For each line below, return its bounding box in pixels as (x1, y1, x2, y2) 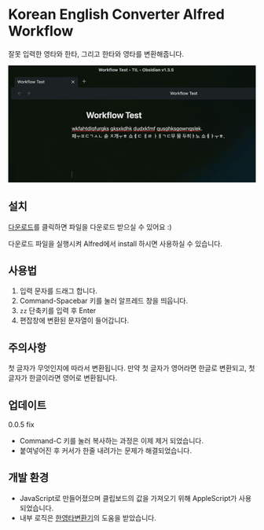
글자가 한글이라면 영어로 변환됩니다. (8, 374, 118, 383)
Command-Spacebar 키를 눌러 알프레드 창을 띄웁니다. (19, 296, 189, 306)
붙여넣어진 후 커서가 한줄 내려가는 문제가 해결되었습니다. (19, 446, 192, 455)
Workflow (8, 22, 74, 40)
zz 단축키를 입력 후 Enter (19, 306, 97, 315)
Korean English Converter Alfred (8, 6, 225, 24)
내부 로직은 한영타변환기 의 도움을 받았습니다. (19, 513, 157, 522)
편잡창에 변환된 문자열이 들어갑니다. (19, 316, 130, 326)
